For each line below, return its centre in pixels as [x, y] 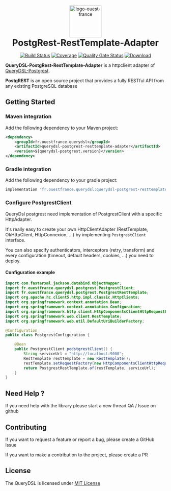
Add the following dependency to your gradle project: [61, 180]
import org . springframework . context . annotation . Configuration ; [74, 307]
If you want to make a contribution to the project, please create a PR [77, 455]
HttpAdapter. [19, 219]
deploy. [13, 261]
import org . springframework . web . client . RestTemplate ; [64, 316]
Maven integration [28, 116]
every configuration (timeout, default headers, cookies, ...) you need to [79, 255]
